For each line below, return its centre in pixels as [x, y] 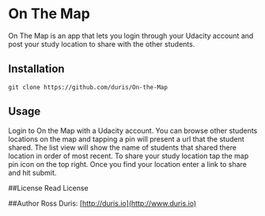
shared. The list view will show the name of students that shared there [123, 147]
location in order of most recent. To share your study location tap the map [129, 156]
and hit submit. [32, 172]
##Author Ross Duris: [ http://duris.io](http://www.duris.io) [102, 203]
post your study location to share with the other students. [102, 44]
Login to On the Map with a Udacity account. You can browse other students [133, 131]
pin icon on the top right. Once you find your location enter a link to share [127, 164]
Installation [36, 69]
